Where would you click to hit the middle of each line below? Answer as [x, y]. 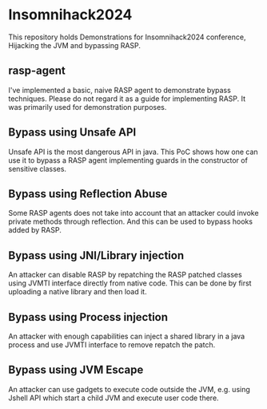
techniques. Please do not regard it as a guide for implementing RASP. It [127, 99]
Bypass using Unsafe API [72, 133]
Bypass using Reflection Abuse [88, 194]
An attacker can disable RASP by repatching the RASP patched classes [125, 275]
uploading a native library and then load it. [78, 292]
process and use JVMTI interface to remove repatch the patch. [112, 345]
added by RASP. [35, 230]
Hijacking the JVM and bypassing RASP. [75, 45]
